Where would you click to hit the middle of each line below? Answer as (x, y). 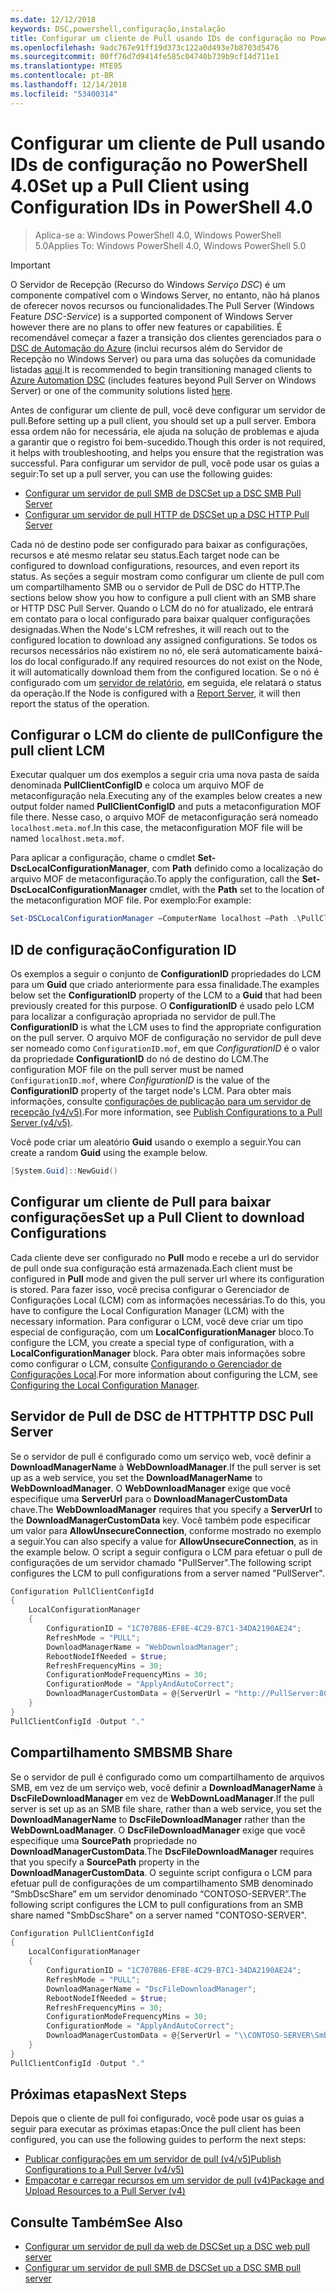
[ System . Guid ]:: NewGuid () (64, 1171)
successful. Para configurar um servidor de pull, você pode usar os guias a (165, 463)
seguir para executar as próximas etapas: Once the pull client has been (155, 2129)
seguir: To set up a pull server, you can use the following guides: (141, 473)
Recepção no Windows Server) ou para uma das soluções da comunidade (163, 358)
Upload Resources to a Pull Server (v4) (105, 2191)
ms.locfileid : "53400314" (64, 94)
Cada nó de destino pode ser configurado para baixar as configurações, (159, 544)
